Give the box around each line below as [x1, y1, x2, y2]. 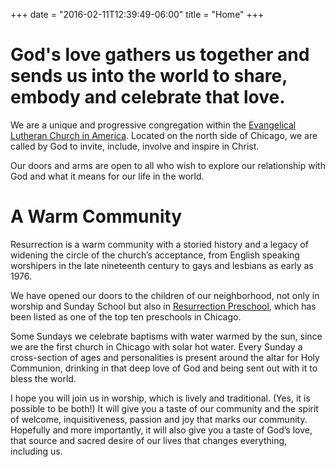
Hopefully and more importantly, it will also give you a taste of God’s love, [10, 424, 313, 436]
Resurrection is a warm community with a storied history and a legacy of [10, 238, 309, 250]
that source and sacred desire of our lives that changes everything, [10, 434, 288, 446]
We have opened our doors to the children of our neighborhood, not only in [10, 289, 320, 301]
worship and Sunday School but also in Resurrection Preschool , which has [10, 300, 317, 312]
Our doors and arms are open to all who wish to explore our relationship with [10, 159, 326, 171]
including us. [10, 445, 63, 457]
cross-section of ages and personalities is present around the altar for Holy [10, 351, 320, 363]
